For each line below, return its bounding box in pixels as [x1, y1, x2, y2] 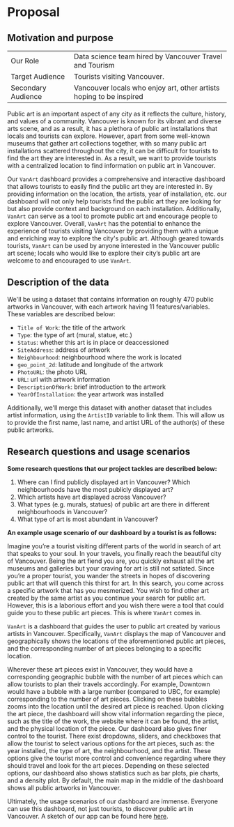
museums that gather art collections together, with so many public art [7, 139, 207, 147]
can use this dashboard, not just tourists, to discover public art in [7, 804, 194, 812]
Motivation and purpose [7, 32, 114, 44]
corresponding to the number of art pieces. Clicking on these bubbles [7, 695, 208, 703]
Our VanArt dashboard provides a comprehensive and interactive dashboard [7, 175, 226, 183]
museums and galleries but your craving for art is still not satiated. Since [7, 564, 214, 572]
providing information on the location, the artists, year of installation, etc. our [7, 190, 227, 198]
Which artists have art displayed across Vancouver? [17, 493, 166, 501]
